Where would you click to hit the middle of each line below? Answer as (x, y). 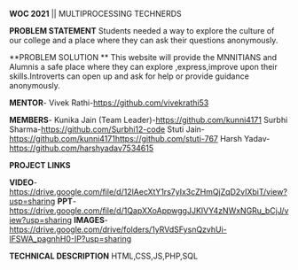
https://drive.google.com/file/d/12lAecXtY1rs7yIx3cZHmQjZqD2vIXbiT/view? (149, 192)
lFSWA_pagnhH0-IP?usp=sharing (71, 239)
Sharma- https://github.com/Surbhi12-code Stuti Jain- (107, 129)
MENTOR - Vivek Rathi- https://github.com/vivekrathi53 (109, 103)
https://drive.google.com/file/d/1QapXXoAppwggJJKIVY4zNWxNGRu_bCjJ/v (149, 211)
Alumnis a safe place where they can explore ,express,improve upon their (143, 67)
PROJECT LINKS (40, 165)
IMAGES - (91, 220)
